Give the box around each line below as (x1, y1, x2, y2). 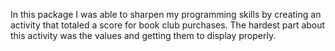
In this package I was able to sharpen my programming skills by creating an (10, 9, 322, 20)
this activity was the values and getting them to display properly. (10, 30, 277, 41)
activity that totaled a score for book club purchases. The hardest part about (10, 19, 326, 31)
